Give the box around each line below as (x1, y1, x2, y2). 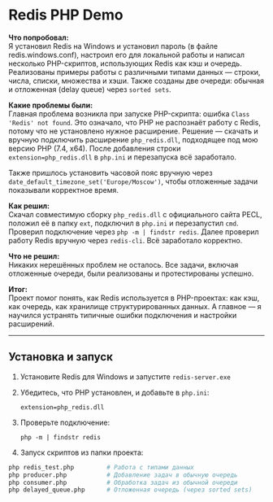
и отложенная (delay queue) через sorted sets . (8, 84, 172, 94)
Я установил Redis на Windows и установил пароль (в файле (8, 41, 218, 50)
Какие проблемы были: (8, 100, 93, 110)
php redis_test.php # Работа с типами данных (8, 463, 195, 471)
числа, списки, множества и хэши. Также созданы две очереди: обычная (8, 76, 265, 85)
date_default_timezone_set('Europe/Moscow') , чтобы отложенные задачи (8, 177, 258, 186)
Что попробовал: (8, 33, 69, 42)
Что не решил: (8, 251, 60, 261)
